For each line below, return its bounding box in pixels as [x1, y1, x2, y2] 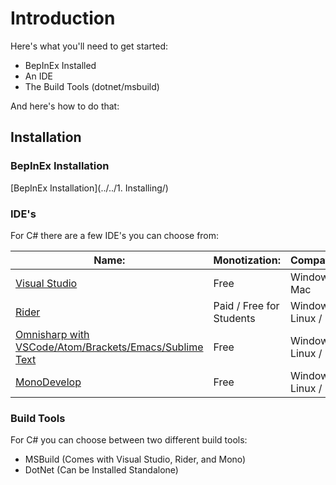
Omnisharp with [15, 327, 90, 341]
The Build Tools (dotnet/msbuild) [24, 80, 160, 92]
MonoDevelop [15, 375, 82, 389]
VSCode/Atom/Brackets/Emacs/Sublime [15, 340, 204, 354]
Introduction [10, 7, 116, 30]
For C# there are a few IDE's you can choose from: [10, 229, 220, 241]
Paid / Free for [213, 298, 280, 312]
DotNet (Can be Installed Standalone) [24, 464, 179, 476]
